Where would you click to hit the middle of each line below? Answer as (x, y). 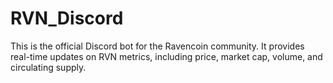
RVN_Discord (67, 18)
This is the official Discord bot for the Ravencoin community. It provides (157, 46)
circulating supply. (48, 67)
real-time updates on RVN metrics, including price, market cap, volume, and (166, 56)
